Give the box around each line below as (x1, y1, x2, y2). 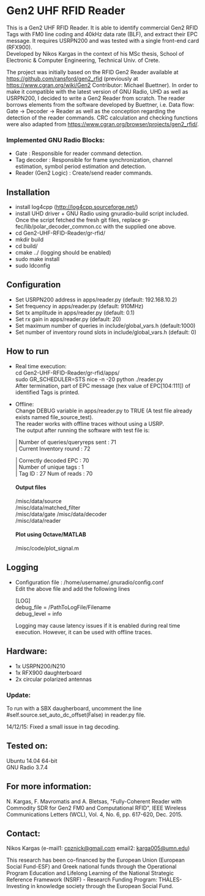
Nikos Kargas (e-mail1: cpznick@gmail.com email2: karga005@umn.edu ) (6, 845, 190, 852)
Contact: (6, 829, 41, 839)
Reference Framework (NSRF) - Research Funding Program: (6, 876, 157, 883)
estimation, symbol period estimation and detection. (15, 163, 147, 170)
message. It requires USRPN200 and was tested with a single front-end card (6, 37, 199, 44)
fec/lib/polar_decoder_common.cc (15, 223, 102, 230)
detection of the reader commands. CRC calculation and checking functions (6, 114, 198, 121)
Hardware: (6, 646, 48, 656)
